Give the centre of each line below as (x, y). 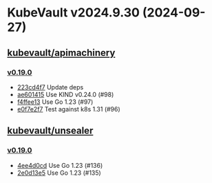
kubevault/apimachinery (61, 53)
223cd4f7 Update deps (50, 87)
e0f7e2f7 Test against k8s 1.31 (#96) (68, 109)
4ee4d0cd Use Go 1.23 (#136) (60, 165)
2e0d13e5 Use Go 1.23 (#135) (59, 173)
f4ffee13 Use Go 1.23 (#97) (55, 102)
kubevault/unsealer (50, 131)
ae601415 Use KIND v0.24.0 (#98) (65, 94)
